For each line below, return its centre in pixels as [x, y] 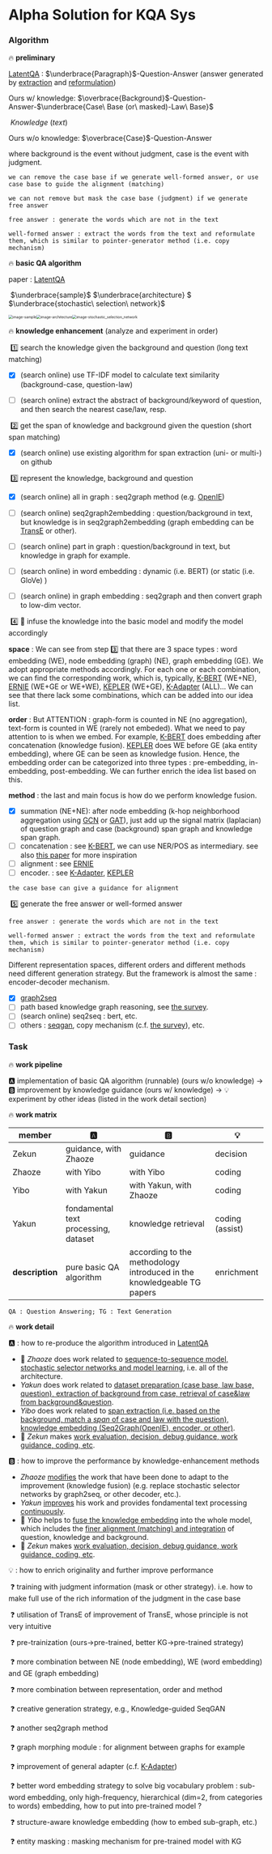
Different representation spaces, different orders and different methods [127, 965]
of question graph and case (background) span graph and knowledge [136, 829]
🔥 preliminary [32, 57]
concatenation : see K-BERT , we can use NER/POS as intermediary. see [139, 846]
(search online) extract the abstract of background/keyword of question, [140, 400]
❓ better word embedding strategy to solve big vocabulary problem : [124, 1785]
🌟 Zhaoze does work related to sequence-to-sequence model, [124, 1359]
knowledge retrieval [167, 1223]
